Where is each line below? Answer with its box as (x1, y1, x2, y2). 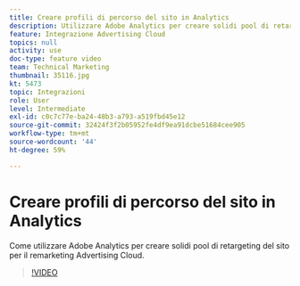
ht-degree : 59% (9, 145, 66, 154)
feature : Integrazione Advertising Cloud (9, 29, 166, 38)
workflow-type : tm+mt (9, 129, 90, 138)
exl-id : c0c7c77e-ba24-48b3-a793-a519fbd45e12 (9, 112, 186, 121)
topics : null (9, 37, 58, 47)
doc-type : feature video (9, 54, 102, 63)
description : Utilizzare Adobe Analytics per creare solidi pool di (9, 21, 270, 30)
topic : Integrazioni (9, 87, 87, 96)
